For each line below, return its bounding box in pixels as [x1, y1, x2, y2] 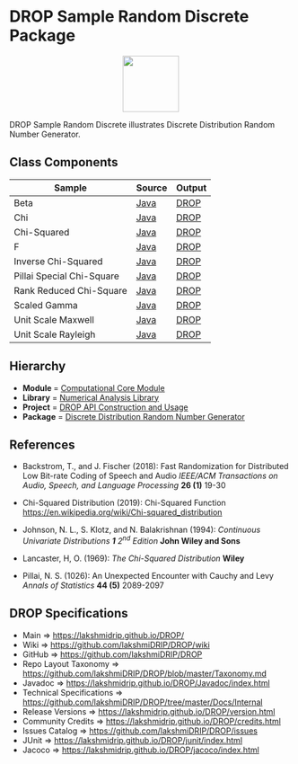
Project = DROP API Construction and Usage [22, 402, 188, 413]
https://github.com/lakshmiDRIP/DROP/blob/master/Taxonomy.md [22, 668, 267, 679]
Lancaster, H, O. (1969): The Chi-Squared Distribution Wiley [22, 553, 245, 564]
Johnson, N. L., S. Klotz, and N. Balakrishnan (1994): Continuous [22, 524, 261, 536]
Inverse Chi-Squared [13, 254, 103, 267]
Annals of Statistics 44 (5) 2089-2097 [22, 580, 164, 591]
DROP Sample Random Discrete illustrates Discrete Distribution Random [9, 119, 276, 129]
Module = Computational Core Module [22, 382, 165, 393]
